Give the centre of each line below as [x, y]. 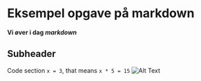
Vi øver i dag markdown [42, 32]
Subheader [32, 54]
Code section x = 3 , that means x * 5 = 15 [69, 70]
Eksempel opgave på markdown [101, 13]
